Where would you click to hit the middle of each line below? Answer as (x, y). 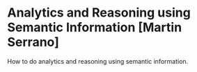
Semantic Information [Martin (95, 27)
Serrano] (33, 42)
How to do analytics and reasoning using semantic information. (98, 61)
